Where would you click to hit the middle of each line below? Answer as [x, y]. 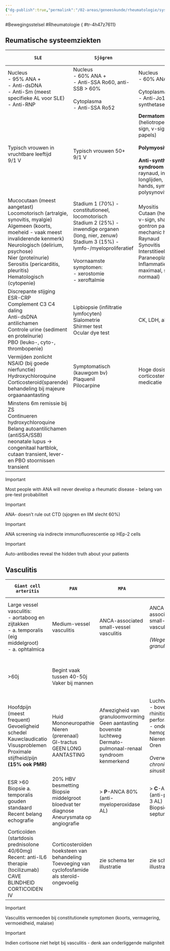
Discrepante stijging [32, 291]
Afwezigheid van [119, 710]
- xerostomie [89, 274]
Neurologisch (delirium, [36, 245]
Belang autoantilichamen [37, 429]
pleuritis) [18, 271]
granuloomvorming [122, 717]
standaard [20, 808]
